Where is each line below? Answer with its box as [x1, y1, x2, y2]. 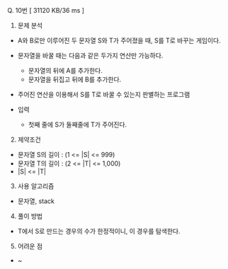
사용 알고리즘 [17, 182, 55, 190]
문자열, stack [17, 197, 55, 205]
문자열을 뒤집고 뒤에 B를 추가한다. [28, 75, 122, 84]
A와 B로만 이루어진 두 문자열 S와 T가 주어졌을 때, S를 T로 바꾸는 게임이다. [17, 36, 221, 45]
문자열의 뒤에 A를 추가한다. [28, 67, 103, 74]
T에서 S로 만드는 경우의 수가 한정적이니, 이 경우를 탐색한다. [17, 227, 181, 235]
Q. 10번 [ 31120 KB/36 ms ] [7, 6, 85, 14]
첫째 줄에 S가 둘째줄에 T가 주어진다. [28, 120, 127, 129]
